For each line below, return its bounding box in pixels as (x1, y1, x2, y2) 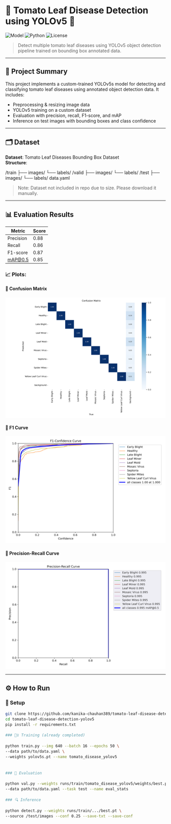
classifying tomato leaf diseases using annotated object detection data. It (5, 86, 159, 92)
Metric (11, 228, 25, 234)
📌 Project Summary (5, 67, 68, 76)
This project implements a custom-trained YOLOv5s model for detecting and (5, 81, 165, 87)
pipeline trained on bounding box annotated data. (17, 47, 122, 54)
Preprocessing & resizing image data (12, 102, 90, 108)
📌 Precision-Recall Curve (5, 550, 60, 556)
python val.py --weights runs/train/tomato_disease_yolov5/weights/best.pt (5, 781, 169, 786)
